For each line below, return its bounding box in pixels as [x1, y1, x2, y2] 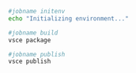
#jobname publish [8, 50, 66, 58]
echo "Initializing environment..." [8, 14, 129, 23]
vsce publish [8, 57, 51, 66]
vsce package [8, 36, 51, 44]
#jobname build [8, 28, 59, 37]
